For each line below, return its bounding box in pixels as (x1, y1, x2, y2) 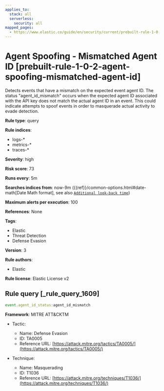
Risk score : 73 (5, 166, 34, 171)
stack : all (9, 12, 32, 17)
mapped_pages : (5, 25, 34, 30)
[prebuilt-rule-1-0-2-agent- (15, 61, 130, 72)
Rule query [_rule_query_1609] (5, 290, 100, 298)
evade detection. (5, 108, 39, 114)
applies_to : (5, 7, 29, 12)
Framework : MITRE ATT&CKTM (5, 311, 69, 317)
